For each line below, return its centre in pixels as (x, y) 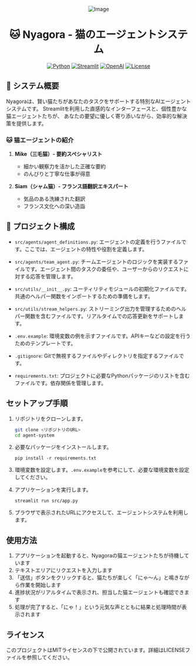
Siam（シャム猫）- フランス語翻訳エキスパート (71, 187)
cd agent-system (34, 435)
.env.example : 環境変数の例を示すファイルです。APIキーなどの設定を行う (102, 336)
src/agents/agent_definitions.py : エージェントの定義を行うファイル (98, 242)
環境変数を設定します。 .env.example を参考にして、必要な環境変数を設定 (102, 470)
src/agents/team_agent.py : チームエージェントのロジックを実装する (96, 261)
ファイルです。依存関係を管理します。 (60, 383)
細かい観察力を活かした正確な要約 (65, 166)
